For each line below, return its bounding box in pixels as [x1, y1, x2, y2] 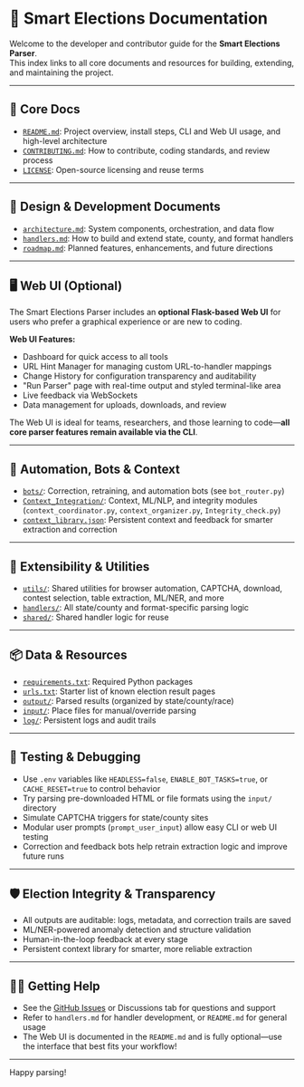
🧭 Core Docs [9, 101, 81, 117]
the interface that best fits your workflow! [22, 1041, 178, 1052]
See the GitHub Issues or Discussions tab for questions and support [22, 1003, 276, 1014]
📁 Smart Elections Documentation [9, 8, 269, 29]
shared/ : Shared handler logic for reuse [22, 611, 169, 622]
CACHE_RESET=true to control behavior [22, 783, 161, 794]
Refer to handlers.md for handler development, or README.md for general [22, 1012, 288, 1023]
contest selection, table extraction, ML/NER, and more [22, 592, 224, 603]
